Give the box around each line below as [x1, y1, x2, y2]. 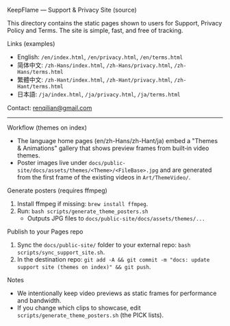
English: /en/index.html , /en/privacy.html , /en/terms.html [16, 53, 183, 61]
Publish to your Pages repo [7, 227, 84, 236]
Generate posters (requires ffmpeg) [7, 186, 107, 195]
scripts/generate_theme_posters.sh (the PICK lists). [16, 311, 164, 319]
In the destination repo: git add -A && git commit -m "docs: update [16, 255, 210, 263]
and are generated [159, 166, 212, 174]
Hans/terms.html [16, 68, 64, 75]
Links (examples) [7, 40, 55, 47]
